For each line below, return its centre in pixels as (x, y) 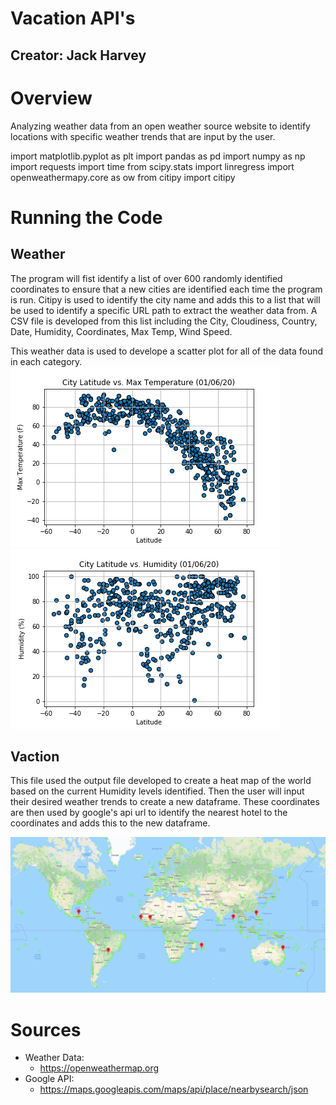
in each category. (46, 361)
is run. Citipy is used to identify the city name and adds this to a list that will (165, 299)
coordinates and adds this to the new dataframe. (110, 823)
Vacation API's (73, 18)
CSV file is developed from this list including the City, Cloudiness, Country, (164, 321)
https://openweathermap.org (99, 1068)
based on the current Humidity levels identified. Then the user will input (157, 791)
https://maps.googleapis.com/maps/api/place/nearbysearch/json (174, 1089)
